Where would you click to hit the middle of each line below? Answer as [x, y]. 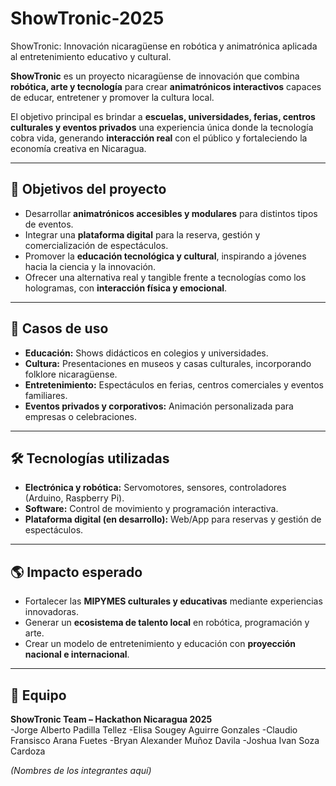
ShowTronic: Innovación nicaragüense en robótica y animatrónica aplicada [164, 46]
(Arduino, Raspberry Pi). [74, 498]
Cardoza [28, 751]
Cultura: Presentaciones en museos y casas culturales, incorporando [168, 363]
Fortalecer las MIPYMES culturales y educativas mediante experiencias [173, 601]
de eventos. [49, 224]
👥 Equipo [38, 695]
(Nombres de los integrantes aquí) [81, 770]
